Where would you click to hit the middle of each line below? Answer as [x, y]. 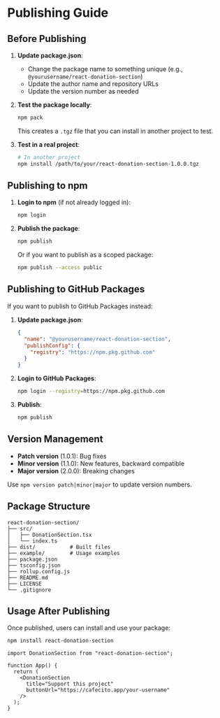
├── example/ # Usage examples [64, 553]
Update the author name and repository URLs [93, 84]
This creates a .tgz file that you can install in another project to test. [115, 131]
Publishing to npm [47, 186]
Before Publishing [47, 39]
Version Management [55, 439]
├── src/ [20, 529]
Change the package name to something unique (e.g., [105, 69]
